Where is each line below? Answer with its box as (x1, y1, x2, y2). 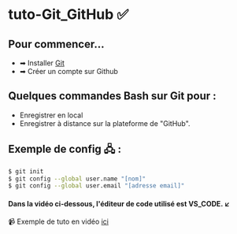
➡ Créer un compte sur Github (19, 67, 118, 76)
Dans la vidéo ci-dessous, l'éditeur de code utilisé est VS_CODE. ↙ (8, 199, 231, 208)
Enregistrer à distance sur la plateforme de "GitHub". (19, 118, 191, 128)
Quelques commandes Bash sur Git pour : (8, 89, 217, 103)
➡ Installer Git (19, 58, 65, 68)
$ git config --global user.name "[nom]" (8, 175, 146, 183)
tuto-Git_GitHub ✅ (8, 6, 129, 24)
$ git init (8, 167, 44, 175)
